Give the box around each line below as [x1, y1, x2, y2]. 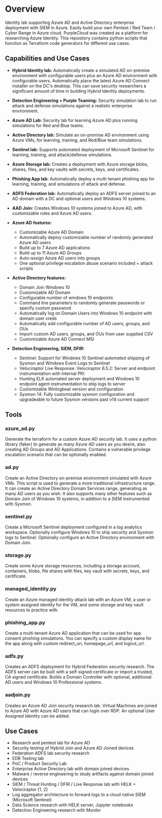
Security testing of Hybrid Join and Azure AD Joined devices [12, 745, 134, 751]
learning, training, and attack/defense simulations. [12, 152, 113, 157]
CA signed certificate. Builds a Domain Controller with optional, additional [5, 674, 152, 680]
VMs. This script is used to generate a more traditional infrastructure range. [5, 480, 156, 486]
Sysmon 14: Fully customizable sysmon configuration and [19, 391, 134, 397]
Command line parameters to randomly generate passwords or [19, 300, 145, 306]
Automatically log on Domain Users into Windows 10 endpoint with [19, 310, 152, 316]
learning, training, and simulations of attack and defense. [12, 181, 126, 187]
